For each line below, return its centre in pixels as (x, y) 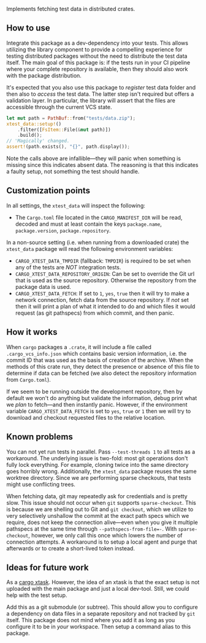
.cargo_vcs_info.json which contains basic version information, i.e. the (97, 353)
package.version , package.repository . (63, 230)
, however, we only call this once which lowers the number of (105, 535)
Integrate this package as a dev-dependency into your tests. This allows (97, 43)
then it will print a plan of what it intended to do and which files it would (105, 306)
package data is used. (43, 287)
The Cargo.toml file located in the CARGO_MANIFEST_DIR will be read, (99, 217)
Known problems (40, 437)
